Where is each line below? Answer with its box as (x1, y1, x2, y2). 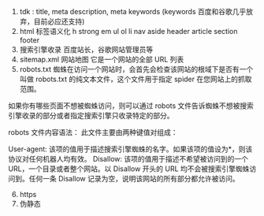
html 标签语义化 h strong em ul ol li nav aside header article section (19, 27, 238, 35)
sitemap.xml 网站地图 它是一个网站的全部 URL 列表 (19, 54, 184, 64)
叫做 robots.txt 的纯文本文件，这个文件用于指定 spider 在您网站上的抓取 (19, 74, 252, 84)
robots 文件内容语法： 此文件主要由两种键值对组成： (8, 128, 179, 136)
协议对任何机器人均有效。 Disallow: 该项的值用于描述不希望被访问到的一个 (8, 155, 249, 163)
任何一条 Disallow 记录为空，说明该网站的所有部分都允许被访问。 (28, 174, 240, 183)
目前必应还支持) (33, 17, 85, 26)
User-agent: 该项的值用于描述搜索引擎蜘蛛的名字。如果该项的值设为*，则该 (8, 144, 253, 154)
